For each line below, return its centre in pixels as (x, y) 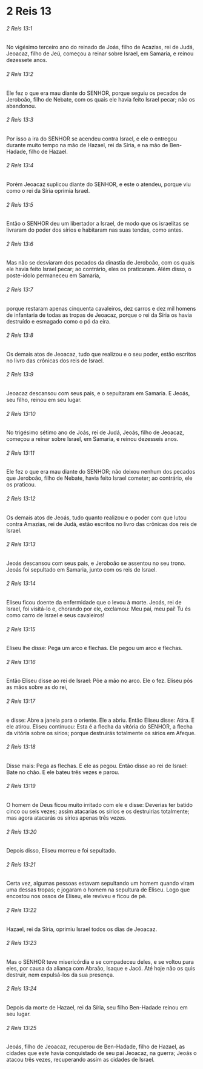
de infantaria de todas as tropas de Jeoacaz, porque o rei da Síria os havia (99, 315)
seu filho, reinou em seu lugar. (44, 400)
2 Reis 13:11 (20, 453)
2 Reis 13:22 (22, 910)
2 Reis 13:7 (20, 289)
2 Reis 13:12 (21, 499)
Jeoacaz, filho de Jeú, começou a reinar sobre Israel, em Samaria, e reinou (100, 54)
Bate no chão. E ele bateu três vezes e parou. (63, 772)
